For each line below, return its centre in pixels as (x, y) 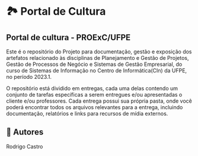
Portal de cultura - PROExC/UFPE (68, 37)
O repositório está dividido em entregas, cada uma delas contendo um (92, 88)
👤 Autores (25, 132)
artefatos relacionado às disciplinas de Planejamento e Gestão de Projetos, (98, 58)
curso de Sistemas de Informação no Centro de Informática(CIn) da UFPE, (97, 71)
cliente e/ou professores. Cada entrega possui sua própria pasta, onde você (99, 101)
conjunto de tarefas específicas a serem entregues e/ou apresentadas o (94, 95)
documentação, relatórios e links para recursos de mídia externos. (87, 114)
